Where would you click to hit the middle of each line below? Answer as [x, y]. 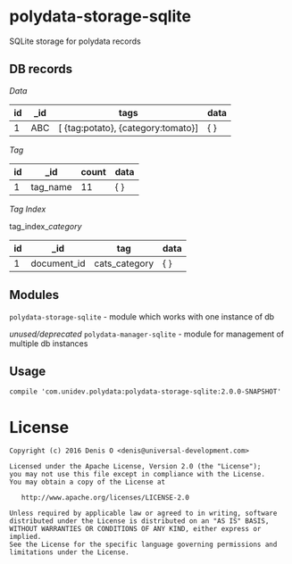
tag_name [52, 187]
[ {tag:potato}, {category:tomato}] [128, 128]
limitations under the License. [69, 552]
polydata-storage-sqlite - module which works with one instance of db [142, 316]
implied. [25, 537]
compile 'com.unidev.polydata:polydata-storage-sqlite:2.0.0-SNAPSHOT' [145, 392]
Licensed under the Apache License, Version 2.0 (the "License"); [135, 467]
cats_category [124, 263]
